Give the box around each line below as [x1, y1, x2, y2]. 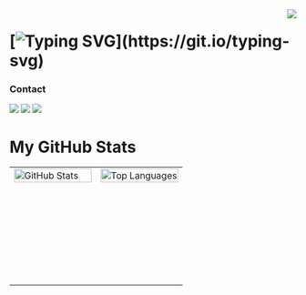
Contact [9, 83, 46, 96]
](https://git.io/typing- [115, 31, 290, 52]
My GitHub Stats [9, 137, 137, 158]
